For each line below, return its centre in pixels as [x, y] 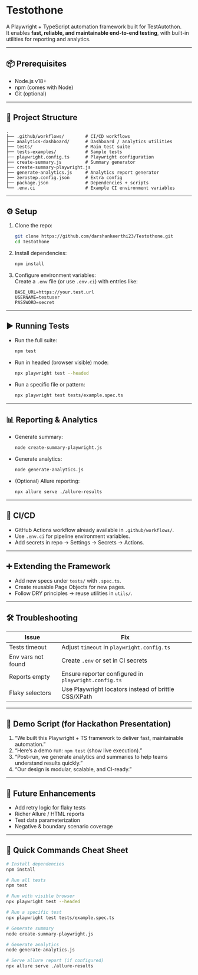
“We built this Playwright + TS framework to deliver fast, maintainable [99, 738]
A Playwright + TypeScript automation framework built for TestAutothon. [94, 27]
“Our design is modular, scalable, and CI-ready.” [73, 769]
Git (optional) [31, 93]
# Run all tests [26, 880]
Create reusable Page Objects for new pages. [70, 587]
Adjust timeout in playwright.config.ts [116, 647]
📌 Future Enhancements [51, 793]
